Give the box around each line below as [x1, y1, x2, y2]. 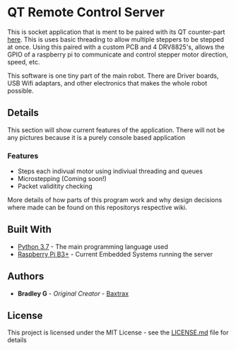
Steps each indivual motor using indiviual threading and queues [17, 167, 203, 175]
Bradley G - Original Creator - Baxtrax [17, 289, 129, 298]
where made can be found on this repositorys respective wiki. [7, 203, 187, 212]
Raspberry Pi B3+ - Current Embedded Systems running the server [17, 250, 213, 258]
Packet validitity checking [17, 182, 93, 191]
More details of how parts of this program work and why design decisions [7, 196, 223, 204]
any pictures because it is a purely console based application [7, 133, 186, 141]
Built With [7, 223, 52, 235]
